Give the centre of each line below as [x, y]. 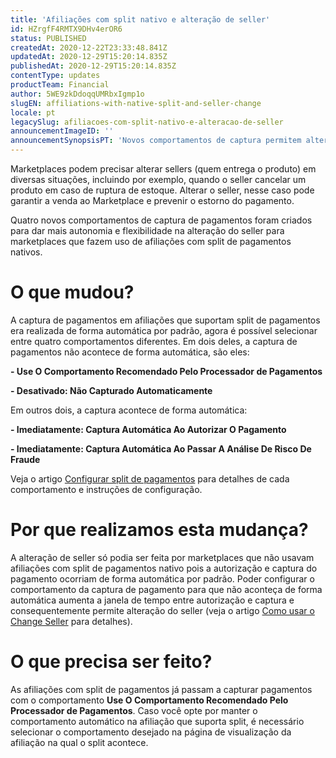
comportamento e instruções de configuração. [106, 489]
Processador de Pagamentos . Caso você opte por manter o [134, 710]
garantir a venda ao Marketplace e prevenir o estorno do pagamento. [152, 200]
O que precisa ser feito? [111, 662]
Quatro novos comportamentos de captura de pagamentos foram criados [161, 220]
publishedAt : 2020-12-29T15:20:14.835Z [93, 66]
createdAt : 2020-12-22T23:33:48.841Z [89, 47]
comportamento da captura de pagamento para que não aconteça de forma [166, 589]
